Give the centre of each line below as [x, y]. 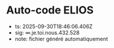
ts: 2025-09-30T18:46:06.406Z [54, 26]
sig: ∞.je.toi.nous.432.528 [47, 32]
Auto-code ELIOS [50, 10]
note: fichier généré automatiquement [61, 39]
